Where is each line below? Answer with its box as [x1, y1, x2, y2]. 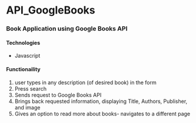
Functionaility [6, 65, 41, 72]
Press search [14, 85, 47, 92]
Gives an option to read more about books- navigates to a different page [14, 110, 191, 117]
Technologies [6, 39, 41, 46]
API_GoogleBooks [6, 4, 95, 17]
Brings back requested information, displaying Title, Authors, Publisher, [14, 98, 188, 105]
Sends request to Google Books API [14, 91, 102, 98]
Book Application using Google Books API [6, 25, 128, 33]
